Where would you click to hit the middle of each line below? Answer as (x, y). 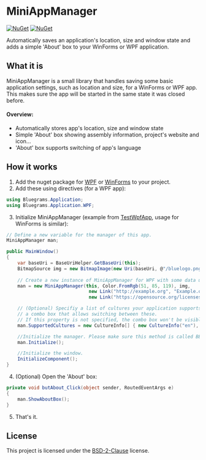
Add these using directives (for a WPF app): (71, 188)
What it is (25, 66)
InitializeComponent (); (48, 359)
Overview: (20, 114)
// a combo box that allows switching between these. (87, 314)
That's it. (26, 416)
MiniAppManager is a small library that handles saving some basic (90, 80)
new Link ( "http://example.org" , (130, 292)
